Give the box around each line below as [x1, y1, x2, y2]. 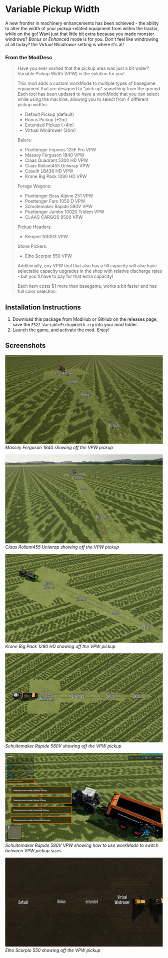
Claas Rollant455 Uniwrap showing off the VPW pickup [5, 544, 119, 550]
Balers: [17, 137, 32, 143]
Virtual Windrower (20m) [24, 127, 76, 133]
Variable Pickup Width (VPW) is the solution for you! [17, 71, 125, 77]
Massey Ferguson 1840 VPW [24, 152, 84, 158]
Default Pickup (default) [24, 111, 74, 117]
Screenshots [5, 341, 46, 350]
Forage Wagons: [17, 183, 51, 189]
